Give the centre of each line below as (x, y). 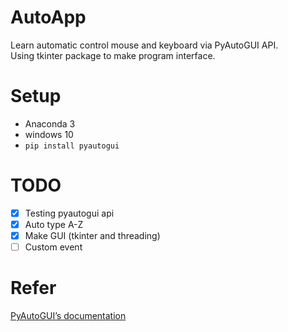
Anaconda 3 (50, 123)
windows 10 (49, 134)
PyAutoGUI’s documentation (68, 315)
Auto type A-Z (54, 224)
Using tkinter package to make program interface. (113, 55)
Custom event (53, 247)
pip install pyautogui (72, 146)
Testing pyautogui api (69, 213)
